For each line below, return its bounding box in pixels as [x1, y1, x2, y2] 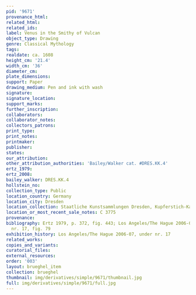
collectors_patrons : [6, 123, 57, 129]
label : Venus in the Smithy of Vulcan [6, 30, 100, 36]
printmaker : [6, 138, 35, 145]
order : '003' [6, 258, 38, 265]
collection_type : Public [6, 188, 66, 193]
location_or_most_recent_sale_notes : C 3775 [6, 210, 116, 216]
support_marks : [6, 100, 43, 107]
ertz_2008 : [6, 172, 33, 178]
